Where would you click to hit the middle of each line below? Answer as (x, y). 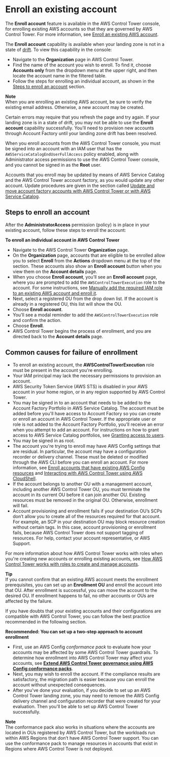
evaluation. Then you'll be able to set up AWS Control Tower (75, 706)
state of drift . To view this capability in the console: (59, 49)
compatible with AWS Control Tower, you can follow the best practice (78, 616)
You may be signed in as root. (44, 440)
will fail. (21, 505)
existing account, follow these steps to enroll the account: (66, 230)
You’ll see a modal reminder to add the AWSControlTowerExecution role (85, 315)
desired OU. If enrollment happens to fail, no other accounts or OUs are (80, 596)
